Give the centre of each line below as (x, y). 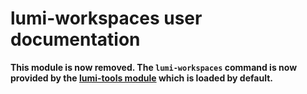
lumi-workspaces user (106, 18)
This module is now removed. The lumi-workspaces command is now (154, 67)
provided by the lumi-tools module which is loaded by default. (141, 78)
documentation (75, 39)
